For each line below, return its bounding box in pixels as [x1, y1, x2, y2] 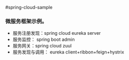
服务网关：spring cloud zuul [12, 43, 72, 49]
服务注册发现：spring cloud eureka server [12, 30, 101, 36]
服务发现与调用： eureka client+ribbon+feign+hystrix [12, 49, 124, 55]
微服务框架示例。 [5, 18, 47, 25]
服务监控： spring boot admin [12, 36, 75, 42]
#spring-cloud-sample [5, 5, 53, 10]
